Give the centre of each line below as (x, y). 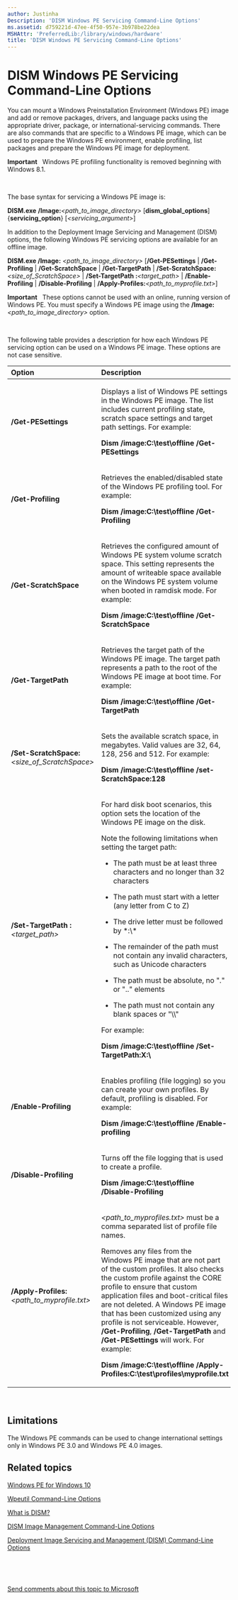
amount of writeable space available (161, 573)
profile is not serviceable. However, (160, 1322)
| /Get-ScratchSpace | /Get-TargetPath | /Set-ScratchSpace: (125, 269)
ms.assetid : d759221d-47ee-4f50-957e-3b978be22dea (84, 27)
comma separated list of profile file (159, 1226)
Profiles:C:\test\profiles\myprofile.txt (165, 1374)
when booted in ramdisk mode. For (159, 590)
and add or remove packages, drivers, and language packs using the (108, 118)
